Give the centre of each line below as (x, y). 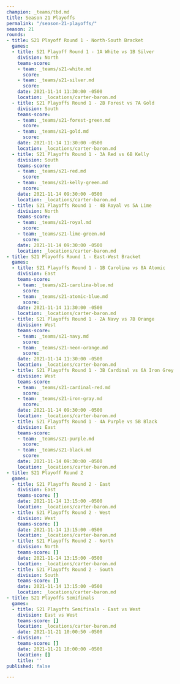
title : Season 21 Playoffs (41, 18)
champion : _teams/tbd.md (38, 12)
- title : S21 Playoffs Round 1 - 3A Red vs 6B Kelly (81, 154)
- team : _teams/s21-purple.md (56, 439)
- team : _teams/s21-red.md (52, 171)
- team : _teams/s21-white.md (54, 69)
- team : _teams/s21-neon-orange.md (63, 348)
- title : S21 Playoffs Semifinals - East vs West (76, 609)
